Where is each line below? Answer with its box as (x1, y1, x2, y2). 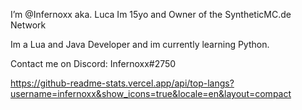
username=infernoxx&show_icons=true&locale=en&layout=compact (10, 88, 292, 99)
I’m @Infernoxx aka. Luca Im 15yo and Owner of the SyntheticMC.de (10, 9, 292, 20)
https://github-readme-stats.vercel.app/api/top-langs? (10, 77, 235, 89)
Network (10, 19, 47, 31)
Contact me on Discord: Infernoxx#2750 (10, 58, 177, 69)
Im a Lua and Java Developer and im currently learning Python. (10, 39, 270, 50)
